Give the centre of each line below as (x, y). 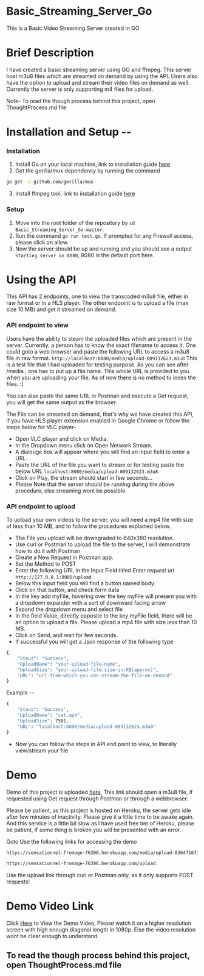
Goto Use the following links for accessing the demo (72, 841)
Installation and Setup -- (69, 132)
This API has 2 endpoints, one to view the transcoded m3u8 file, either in (97, 296)
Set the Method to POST (46, 564)
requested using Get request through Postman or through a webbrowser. (97, 798)
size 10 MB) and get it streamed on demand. (61, 310)
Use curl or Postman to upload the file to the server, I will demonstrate (103, 544)
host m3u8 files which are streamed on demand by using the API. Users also (102, 76)
